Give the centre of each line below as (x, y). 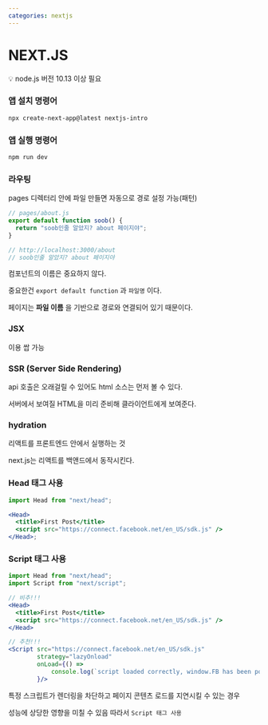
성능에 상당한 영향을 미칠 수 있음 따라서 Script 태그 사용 (95, 712)
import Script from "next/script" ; (67, 584)
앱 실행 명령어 (33, 140)
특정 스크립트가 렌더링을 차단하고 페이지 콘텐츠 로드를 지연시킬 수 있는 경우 (124, 695)
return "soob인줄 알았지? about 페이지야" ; (81, 228)
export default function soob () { (66, 221)
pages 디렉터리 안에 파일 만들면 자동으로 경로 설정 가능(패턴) (103, 198)
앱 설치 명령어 (33, 101)
